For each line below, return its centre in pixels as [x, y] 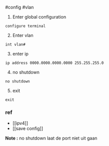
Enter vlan [23, 35]
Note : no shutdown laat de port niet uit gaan [51, 138]
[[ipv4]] [20, 123]
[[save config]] [28, 128]
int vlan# [15, 44]
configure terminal [25, 26]
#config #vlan [19, 7]
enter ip [20, 54]
